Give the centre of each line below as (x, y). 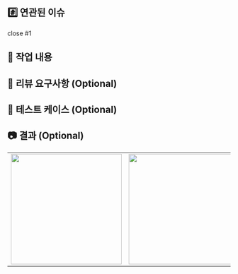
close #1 (19, 33)
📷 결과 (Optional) (46, 136)
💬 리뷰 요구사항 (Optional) (62, 83)
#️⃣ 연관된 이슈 (36, 13)
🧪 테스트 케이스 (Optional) (62, 109)
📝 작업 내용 (30, 58)
